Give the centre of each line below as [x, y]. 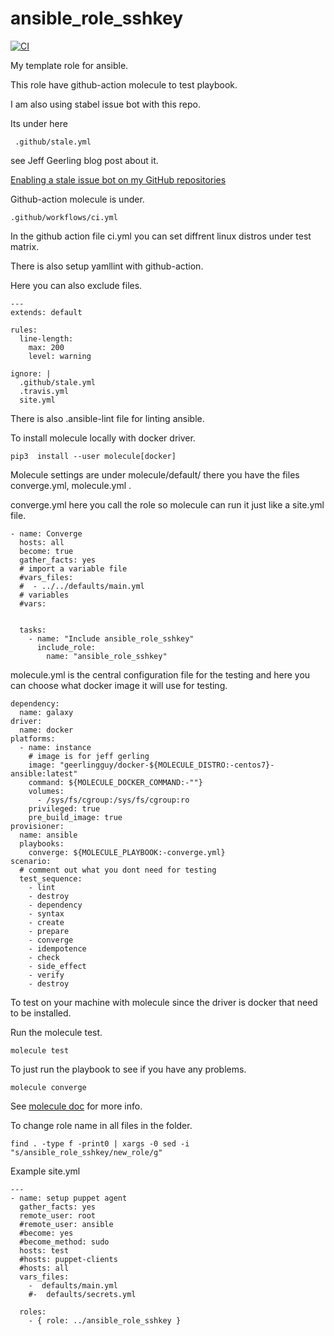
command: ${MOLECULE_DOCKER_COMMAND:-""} [115, 782]
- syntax [46, 913]
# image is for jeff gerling [89, 756]
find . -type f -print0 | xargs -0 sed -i [100, 1143]
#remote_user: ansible [66, 1224]
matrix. [25, 246]
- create [46, 922]
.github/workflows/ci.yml [64, 217]
